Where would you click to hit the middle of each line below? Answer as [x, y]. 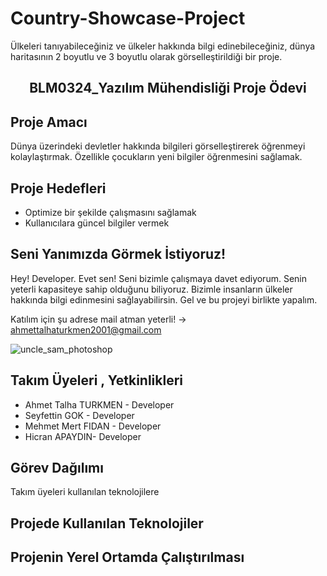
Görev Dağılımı [57, 467]
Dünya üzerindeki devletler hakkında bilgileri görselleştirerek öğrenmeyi [158, 146]
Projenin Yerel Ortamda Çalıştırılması [127, 557]
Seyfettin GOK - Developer [79, 415]
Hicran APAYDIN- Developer [83, 436]
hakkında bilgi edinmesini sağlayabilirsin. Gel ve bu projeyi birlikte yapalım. [164, 299]
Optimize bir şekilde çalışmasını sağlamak [110, 212]
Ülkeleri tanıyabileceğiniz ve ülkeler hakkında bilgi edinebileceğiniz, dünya [163, 46]
